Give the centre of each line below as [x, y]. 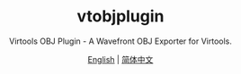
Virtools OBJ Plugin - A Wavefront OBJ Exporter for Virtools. [120, 41]
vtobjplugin [120, 16]
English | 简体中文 [120, 59]
